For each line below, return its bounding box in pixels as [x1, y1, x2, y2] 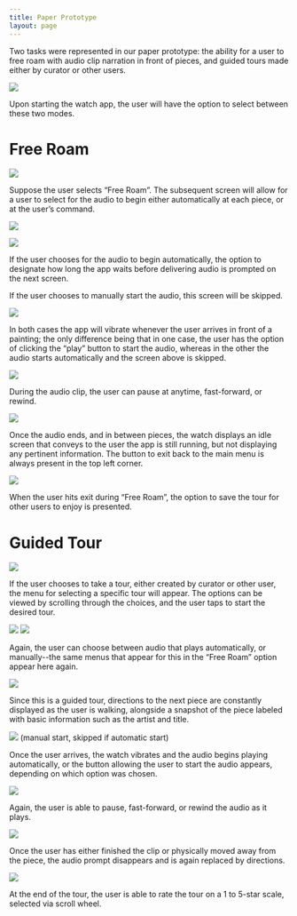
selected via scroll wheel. [9, 898, 102, 909]
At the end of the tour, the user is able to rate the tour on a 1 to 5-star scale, [9, 889, 285, 900]
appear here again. [9, 661, 78, 672]
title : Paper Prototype [9, 12, 98, 22]
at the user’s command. [9, 203, 96, 214]
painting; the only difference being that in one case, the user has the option [9, 334, 285, 345]
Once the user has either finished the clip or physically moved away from [9, 846, 277, 856]
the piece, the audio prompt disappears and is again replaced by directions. [9, 855, 285, 866]
